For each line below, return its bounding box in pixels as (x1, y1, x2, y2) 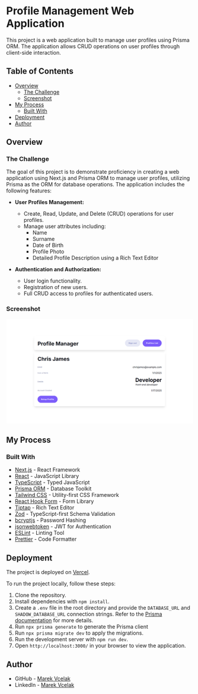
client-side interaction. (6, 49, 61, 56)
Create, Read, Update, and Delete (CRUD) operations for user (23, 210, 174, 217)
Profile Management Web (6, 4, 135, 18)
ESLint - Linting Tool (14, 530, 65, 537)
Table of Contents (6, 66, 74, 77)
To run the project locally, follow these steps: (6, 580, 116, 587)
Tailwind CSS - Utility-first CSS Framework (14, 492, 120, 499)
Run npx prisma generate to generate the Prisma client (14, 623, 148, 630)
